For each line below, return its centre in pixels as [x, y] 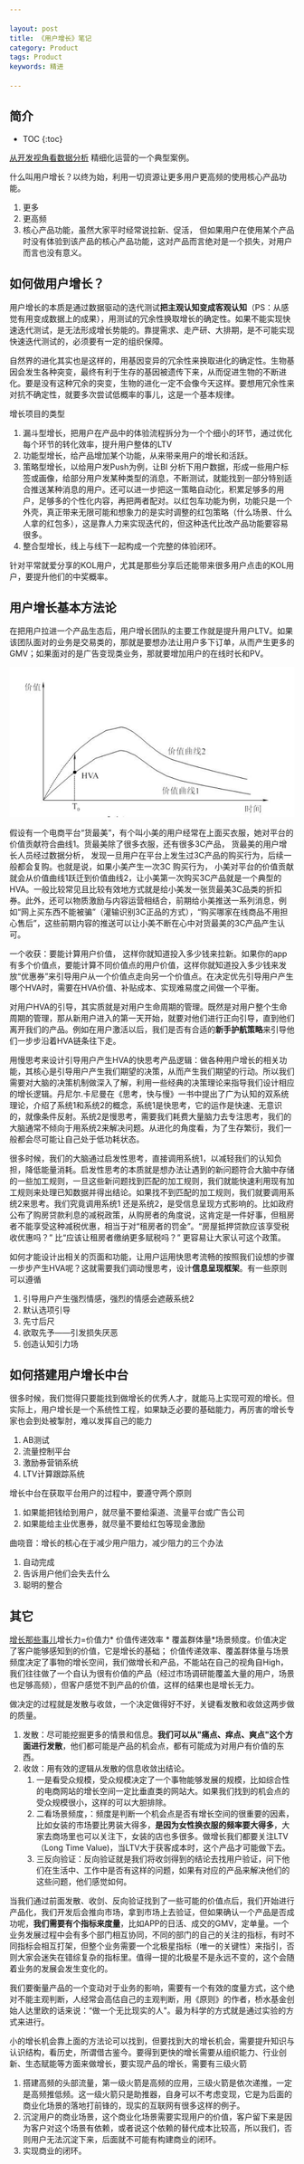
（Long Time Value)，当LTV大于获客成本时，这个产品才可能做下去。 [163, 1848]
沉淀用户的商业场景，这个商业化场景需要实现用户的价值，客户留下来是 [153, 2117]
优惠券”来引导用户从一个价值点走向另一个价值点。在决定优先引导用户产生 [157, 976]
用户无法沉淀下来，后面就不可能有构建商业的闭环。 [126, 2140]
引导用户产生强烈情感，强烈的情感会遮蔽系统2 [108, 1298]
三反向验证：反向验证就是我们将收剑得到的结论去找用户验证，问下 [159, 1859]
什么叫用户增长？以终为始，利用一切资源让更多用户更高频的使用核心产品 [144, 176]
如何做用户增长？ [57, 284]
